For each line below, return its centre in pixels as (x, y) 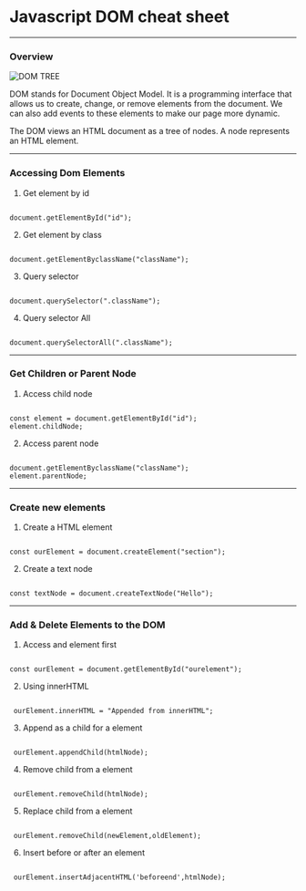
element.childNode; (46, 426)
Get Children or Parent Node (73, 374)
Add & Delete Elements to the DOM (87, 625)
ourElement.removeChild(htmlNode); (81, 794)
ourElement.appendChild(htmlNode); (81, 753)
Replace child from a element (77, 811)
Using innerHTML (56, 687)
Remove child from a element (78, 770)
